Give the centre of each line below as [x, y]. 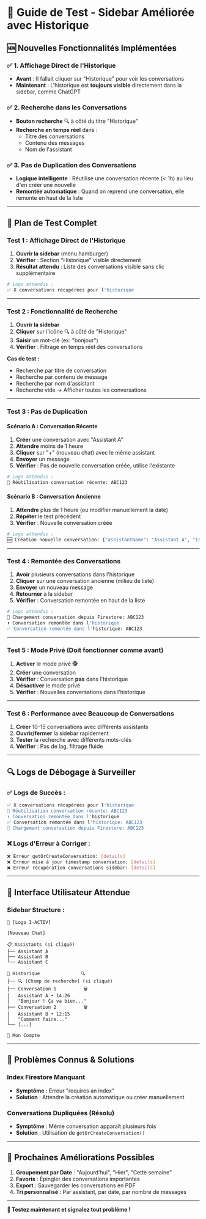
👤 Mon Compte [24, 1036]
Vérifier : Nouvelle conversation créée [64, 523]
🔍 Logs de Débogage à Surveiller [72, 772]
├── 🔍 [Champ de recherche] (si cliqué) [60, 981]
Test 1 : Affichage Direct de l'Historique [66, 240]
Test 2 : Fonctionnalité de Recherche [62, 311]
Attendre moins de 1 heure [50, 446]
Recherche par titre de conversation [61, 371]
